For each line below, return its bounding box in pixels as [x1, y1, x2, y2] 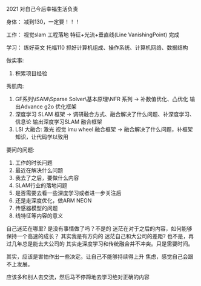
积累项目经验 [15, 70, 47, 77]
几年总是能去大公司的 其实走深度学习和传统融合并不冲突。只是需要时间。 [11, 240, 194, 247]
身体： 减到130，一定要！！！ [6, 18, 81, 25]
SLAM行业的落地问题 [15, 182, 68, 189]
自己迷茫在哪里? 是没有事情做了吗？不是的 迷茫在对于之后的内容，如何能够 [6, 225, 193, 232]
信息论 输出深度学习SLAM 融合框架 [15, 118, 102, 125]
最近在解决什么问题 [15, 167, 64, 174]
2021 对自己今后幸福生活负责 [6, 5, 79, 12]
